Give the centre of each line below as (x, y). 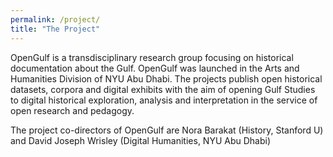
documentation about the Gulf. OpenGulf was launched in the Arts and (155, 68)
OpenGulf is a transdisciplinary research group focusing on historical (152, 57)
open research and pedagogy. (72, 110)
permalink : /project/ (55, 19)
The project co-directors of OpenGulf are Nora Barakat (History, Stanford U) (167, 130)
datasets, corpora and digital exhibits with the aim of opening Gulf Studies (163, 89)
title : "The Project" (55, 29)
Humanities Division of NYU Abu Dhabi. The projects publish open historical (166, 78)
